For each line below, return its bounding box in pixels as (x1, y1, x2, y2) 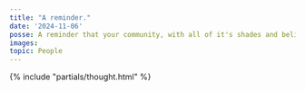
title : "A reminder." (9, 13, 92, 23)
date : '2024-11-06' (9, 22, 84, 31)
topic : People (9, 47, 64, 56)
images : (9, 38, 39, 48)
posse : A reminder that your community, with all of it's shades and (9, 30, 279, 39)
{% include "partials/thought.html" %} (9, 71, 152, 82)
